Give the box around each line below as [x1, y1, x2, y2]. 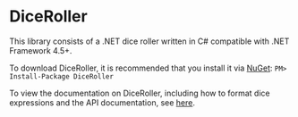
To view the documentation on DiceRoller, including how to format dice [9, 88, 270, 98]
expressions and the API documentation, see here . [9, 96, 195, 108]
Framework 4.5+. [9, 45, 72, 55]
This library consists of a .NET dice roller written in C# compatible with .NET [9, 36, 290, 46]
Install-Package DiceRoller [9, 71, 115, 81]
